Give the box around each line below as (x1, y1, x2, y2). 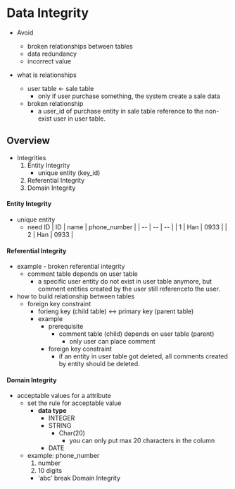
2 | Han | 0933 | (27, 230, 74, 239)
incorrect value (27, 56, 72, 65)
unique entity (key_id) (37, 168, 101, 177)
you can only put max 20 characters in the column (69, 436, 215, 445)
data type (37, 406, 68, 415)
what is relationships (16, 71, 77, 79)
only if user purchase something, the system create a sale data (37, 92, 221, 100)
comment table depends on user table (27, 270, 138, 278)
